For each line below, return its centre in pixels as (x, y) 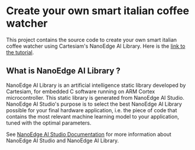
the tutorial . (20, 52)
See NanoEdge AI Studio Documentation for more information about (89, 134)
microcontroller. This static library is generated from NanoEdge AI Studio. (95, 97)
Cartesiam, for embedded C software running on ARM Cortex (81, 91)
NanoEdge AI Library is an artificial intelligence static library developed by (96, 85)
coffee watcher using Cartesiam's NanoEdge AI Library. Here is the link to (96, 46)
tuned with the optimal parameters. (49, 123)
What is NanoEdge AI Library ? (64, 71)
